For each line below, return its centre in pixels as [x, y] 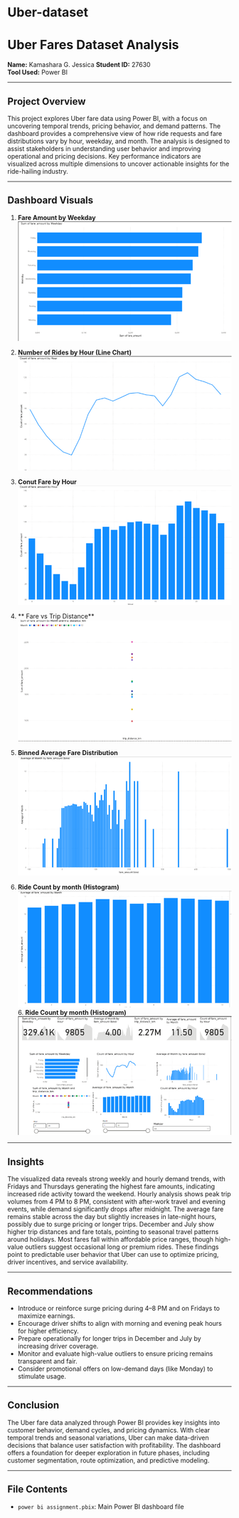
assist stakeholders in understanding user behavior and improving [104, 148]
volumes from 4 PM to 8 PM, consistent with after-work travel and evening [116, 1202]
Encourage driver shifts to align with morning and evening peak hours [120, 1324]
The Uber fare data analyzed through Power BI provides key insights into [114, 1422]
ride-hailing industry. [38, 171]
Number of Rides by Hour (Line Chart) [74, 352]
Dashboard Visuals [51, 200]
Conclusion [33, 1405]
